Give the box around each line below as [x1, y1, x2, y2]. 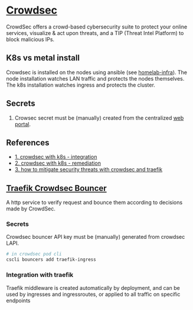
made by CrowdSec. [6, 205, 56, 212]
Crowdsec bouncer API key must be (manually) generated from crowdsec [6, 234, 185, 241]
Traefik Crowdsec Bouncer [6, 183, 107, 193]
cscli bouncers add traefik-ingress [6, 257, 96, 263]
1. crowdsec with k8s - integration [14, 154, 97, 161]
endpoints [6, 297, 31, 304]
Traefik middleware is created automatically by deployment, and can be [6, 284, 180, 291]
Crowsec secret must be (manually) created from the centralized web [14, 114, 184, 122]
